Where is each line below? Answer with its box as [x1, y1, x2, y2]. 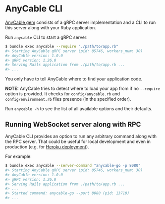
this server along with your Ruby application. [5, 24, 96, 30]
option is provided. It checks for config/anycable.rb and [5, 91, 120, 97]
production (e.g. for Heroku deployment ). [5, 144, 89, 149]
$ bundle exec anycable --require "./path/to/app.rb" [5, 44, 119, 49]
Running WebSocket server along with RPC [5, 120, 141, 129]
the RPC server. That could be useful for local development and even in [5, 138, 151, 144]
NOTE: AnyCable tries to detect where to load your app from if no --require [5, 85, 160, 92]
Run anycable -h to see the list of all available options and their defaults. [5, 106, 153, 112]
